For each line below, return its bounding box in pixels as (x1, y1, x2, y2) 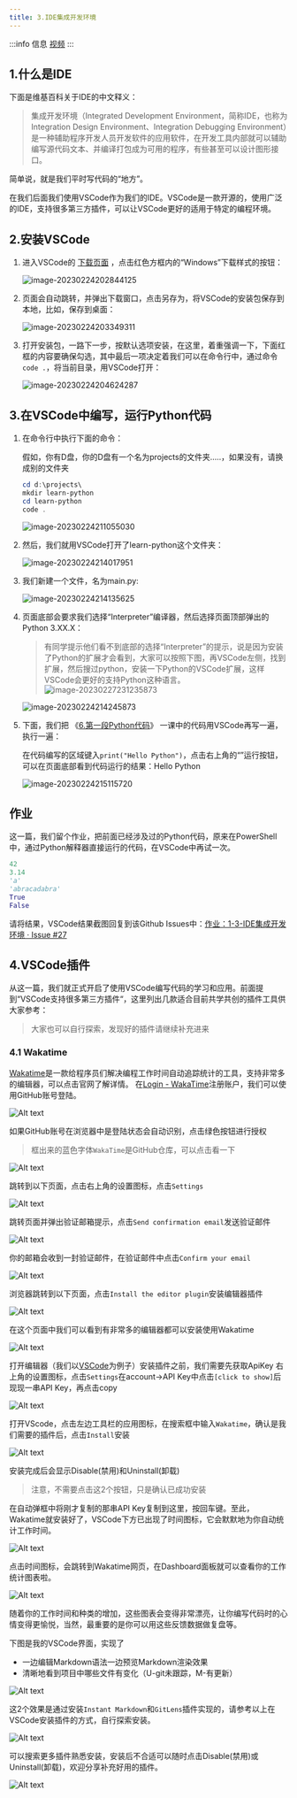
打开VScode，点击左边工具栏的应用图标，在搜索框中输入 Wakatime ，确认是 (9, 1418, 279, 1429)
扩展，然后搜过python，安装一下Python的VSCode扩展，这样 (43, 663, 265, 673)
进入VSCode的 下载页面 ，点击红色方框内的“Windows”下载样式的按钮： (21, 257, 284, 268)
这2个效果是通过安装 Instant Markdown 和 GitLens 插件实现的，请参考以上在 (9, 1703, 276, 1714)
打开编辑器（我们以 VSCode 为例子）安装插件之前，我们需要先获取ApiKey (9, 1360, 274, 1371)
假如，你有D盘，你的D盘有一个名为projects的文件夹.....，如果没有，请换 (21, 452, 284, 463)
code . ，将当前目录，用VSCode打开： (21, 362, 162, 373)
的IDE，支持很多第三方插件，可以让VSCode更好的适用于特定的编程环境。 (9, 204, 277, 214)
